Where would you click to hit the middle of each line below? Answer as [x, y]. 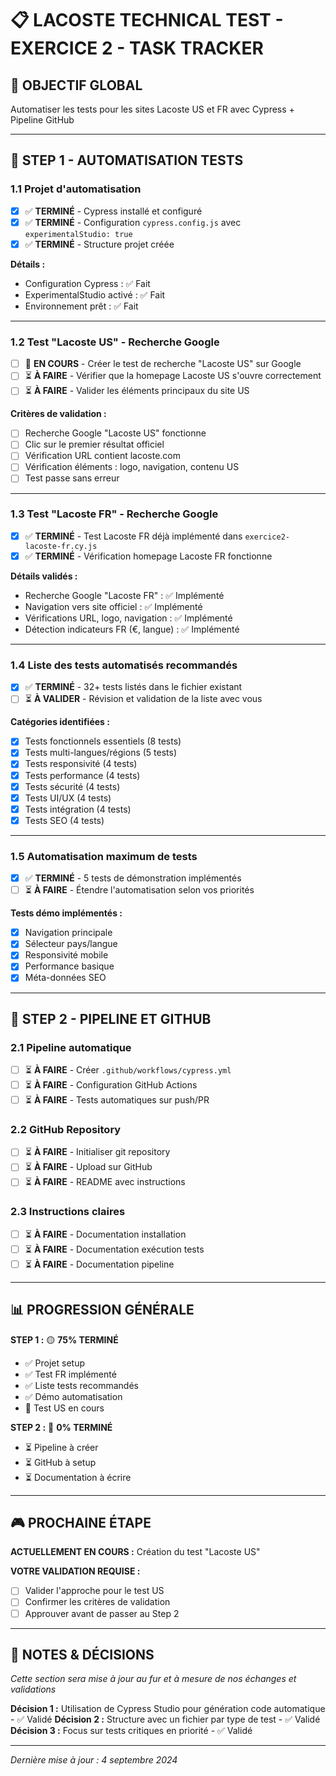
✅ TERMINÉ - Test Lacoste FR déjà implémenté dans [133, 536]
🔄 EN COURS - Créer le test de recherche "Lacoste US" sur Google [163, 364]
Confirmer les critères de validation [97, 1602]
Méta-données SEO [65, 978]
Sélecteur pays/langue [71, 944]
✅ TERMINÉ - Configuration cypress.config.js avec [133, 222]
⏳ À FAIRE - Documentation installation [105, 1234]
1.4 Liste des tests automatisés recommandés [124, 665]
